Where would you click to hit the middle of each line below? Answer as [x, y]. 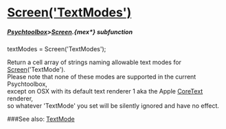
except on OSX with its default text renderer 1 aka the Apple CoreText [105, 91]
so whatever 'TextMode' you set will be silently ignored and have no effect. [113, 106]
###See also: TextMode [41, 119]
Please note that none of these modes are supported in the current [102, 77]
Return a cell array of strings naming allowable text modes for [94, 62]
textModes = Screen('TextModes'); [57, 49]
